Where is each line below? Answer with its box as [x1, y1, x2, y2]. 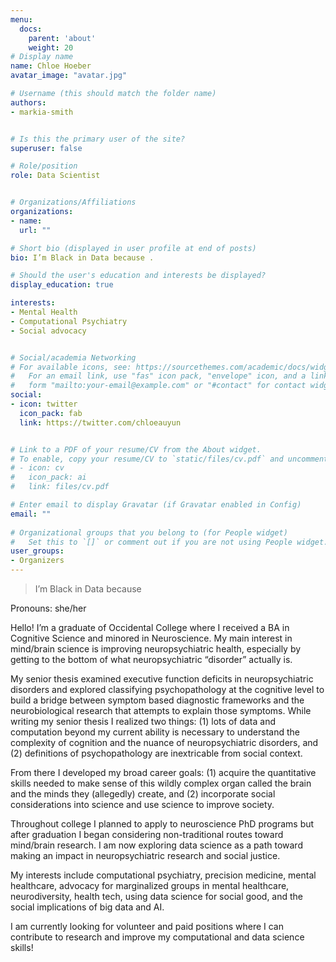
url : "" [19, 225, 52, 235]
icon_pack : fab [19, 408, 83, 418]
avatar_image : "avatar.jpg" [10, 71, 128, 81]
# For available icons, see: [10, 362, 132, 372]
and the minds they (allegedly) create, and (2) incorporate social [10, 788, 276, 800]
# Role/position [10, 161, 78, 171]
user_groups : [10, 546, 65, 556]
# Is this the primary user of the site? [10, 134, 186, 144]
